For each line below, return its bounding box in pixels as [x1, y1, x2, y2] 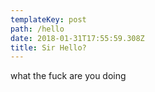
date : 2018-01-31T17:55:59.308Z [10, 33, 145, 43]
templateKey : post [10, 14, 87, 25]
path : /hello [10, 24, 65, 34]
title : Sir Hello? [10, 42, 87, 53]
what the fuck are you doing [10, 70, 127, 82]
